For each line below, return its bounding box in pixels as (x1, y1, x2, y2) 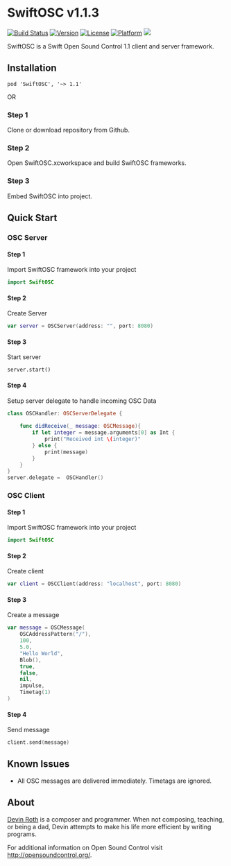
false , (19, 669, 39, 677)
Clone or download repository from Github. (7, 126, 130, 135)
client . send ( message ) (7, 739, 70, 746)
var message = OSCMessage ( (7, 624, 85, 632)
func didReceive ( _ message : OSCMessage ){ (19, 423, 141, 430)
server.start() (7, 366, 51, 374)
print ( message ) (44, 449, 89, 456)
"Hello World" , (19, 650, 64, 657)
